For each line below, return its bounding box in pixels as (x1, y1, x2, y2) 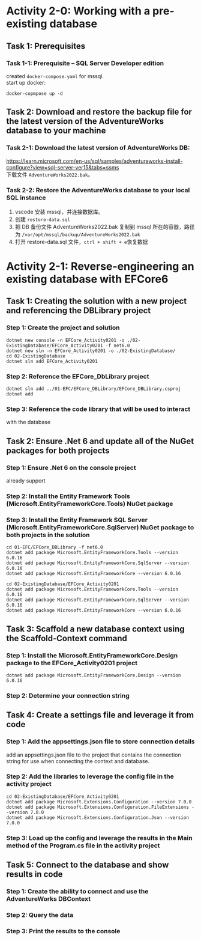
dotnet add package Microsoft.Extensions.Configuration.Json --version (6, 814, 189, 821)
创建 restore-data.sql (14, 215, 71, 223)
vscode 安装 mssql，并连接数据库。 (14, 208, 104, 215)
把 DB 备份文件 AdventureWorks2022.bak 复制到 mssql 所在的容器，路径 (14, 223, 195, 230)
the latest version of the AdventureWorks (6, 116, 164, 127)
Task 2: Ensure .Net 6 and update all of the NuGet (6, 436, 194, 446)
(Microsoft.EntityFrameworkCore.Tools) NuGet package (6, 499, 173, 508)
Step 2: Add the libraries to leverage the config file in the (6, 772, 174, 781)
